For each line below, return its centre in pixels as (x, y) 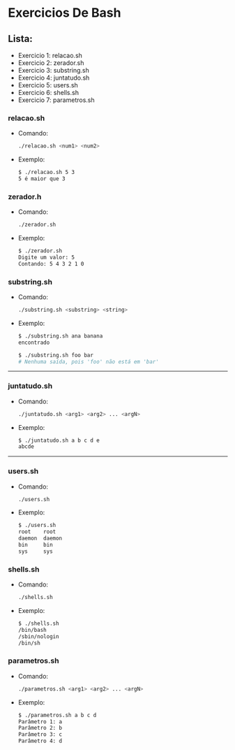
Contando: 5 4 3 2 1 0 (51, 264)
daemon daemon (40, 539)
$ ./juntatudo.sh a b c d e (59, 440)
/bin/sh (29, 643)
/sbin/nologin (38, 636)
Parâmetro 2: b (40, 728)
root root (37, 532)
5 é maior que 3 (41, 179)
